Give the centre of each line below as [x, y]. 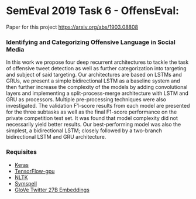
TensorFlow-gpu [35, 171]
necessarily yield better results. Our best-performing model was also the [94, 125]
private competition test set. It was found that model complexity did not [92, 118]
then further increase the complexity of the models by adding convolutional [97, 87]
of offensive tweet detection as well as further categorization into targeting [96, 68]
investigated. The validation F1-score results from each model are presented [98, 106]
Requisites [21, 152]
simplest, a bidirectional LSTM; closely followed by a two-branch [84, 131]
